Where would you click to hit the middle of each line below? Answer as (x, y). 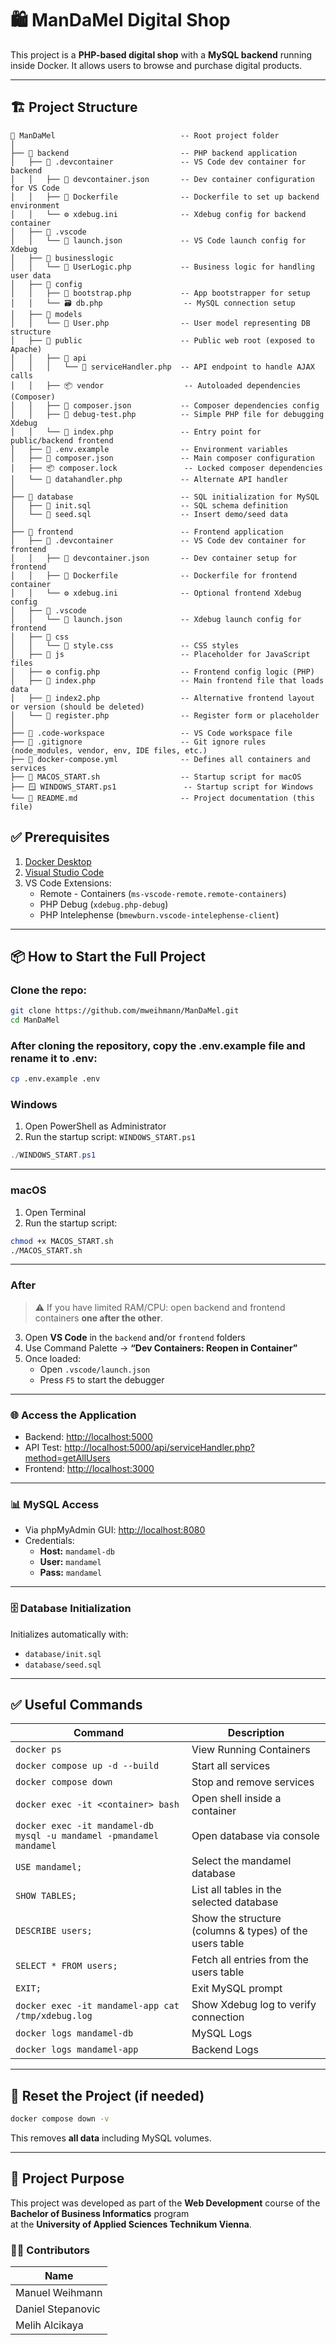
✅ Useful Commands (76, 1704)
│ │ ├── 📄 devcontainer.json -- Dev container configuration (162, 179)
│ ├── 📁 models (46, 314)
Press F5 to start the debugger (102, 1379)
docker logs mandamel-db (74, 2033)
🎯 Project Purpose (67, 2178)
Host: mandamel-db (77, 1551)
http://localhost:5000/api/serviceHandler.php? (159, 1447)
